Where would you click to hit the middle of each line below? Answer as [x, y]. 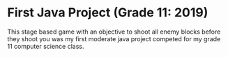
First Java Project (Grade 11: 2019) [108, 13]
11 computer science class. [46, 46]
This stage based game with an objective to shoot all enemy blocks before [114, 32]
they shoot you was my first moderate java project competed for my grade [114, 38]
